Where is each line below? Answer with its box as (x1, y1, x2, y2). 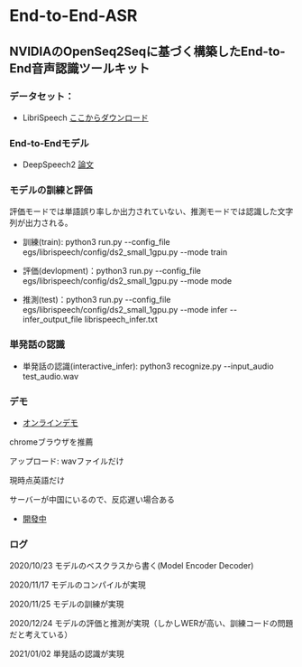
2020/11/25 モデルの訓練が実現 (9, 598, 124, 610)
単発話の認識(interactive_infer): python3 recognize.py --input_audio (22, 361, 274, 371)
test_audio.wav (22, 371, 79, 381)
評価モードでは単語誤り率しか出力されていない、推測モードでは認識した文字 (9, 206, 294, 217)
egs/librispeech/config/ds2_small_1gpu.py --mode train (22, 247, 228, 258)
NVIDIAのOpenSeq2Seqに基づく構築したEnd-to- (9, 43, 286, 59)
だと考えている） (9, 629, 73, 640)
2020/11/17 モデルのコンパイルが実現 (9, 579, 146, 590)
